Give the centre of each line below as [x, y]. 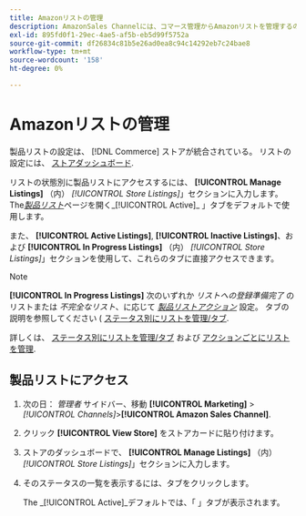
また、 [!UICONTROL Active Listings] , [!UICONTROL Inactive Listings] [143, 235]
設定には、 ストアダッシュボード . [71, 162]
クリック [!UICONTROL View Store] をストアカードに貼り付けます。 [151, 432]
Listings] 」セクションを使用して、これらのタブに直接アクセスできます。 [144, 258]
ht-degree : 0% [36, 69]
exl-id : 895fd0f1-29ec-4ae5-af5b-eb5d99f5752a [99, 35]
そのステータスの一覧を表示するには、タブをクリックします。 [138, 482]
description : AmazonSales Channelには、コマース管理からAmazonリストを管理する [151, 26]
